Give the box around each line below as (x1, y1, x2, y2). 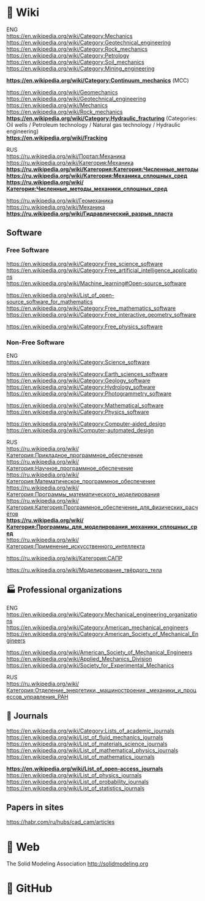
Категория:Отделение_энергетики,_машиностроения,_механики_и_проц (6, 686, 197, 694)
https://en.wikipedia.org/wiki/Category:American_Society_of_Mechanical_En (6, 630, 199, 638)
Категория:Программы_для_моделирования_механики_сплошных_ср (6, 523, 198, 530)
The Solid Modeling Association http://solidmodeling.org (6, 860, 149, 867)
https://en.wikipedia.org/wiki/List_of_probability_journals (6, 778, 149, 785)
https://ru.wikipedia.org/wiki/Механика (6, 203, 105, 211)
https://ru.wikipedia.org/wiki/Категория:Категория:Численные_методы (6, 165, 199, 173)
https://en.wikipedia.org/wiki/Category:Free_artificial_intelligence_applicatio (6, 266, 198, 274)
